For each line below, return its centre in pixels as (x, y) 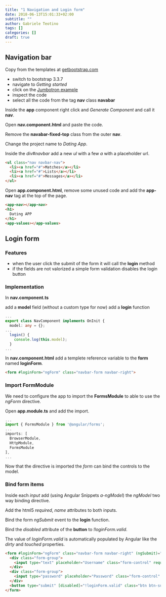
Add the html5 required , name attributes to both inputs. (61, 510)
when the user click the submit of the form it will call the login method (83, 264)
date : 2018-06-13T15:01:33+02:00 (40, 14)
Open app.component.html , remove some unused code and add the (75, 190)
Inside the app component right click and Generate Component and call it (80, 110)
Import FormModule (30, 385)
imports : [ (16, 434)
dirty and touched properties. (35, 544)
